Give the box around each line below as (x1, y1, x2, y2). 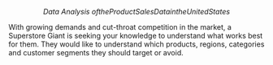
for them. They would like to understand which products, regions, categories (8, 39, 265, 49)
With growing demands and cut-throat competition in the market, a (8, 22, 232, 31)
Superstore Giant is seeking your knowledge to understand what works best (8, 31, 263, 40)
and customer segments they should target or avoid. (8, 48, 184, 57)
